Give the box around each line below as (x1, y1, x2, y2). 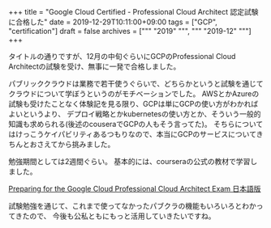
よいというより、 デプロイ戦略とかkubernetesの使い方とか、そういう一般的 (8, 109, 261, 119)
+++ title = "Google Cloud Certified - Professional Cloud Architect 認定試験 (8, 7, 259, 16)
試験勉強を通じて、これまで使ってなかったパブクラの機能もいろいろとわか (8, 201, 257, 210)
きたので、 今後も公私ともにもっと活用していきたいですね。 (15, 211, 217, 221)
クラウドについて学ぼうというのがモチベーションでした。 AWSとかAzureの (8, 89, 260, 99)
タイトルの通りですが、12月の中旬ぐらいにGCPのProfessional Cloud (8, 52, 236, 61)
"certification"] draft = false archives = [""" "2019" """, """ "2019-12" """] (8, 27, 252, 36)
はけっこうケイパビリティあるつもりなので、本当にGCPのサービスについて (8, 129, 257, 139)
